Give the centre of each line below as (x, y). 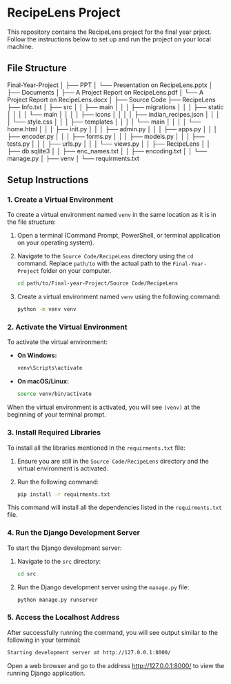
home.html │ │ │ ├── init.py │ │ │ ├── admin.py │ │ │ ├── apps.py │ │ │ (112, 129)
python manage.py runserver (57, 600)
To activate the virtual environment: (58, 342)
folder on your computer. (76, 271)
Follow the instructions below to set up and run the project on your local (109, 39)
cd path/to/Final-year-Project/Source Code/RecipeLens (98, 284)
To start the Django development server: (64, 548)
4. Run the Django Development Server (73, 533)
